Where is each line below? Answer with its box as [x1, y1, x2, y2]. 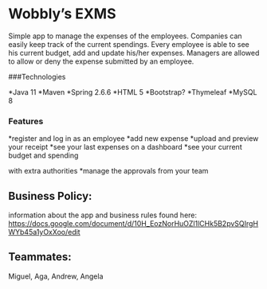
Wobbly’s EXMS [8, 5, 117, 23]
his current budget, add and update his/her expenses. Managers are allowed [8, 48, 260, 57]
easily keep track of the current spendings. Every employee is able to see [8, 39, 249, 49]
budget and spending [8, 150, 79, 160]
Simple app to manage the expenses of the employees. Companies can [8, 31, 242, 41]
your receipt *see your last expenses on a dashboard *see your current [8, 143, 242, 152]
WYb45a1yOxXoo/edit [8, 228, 81, 237]
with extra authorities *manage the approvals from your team [8, 166, 209, 176]
